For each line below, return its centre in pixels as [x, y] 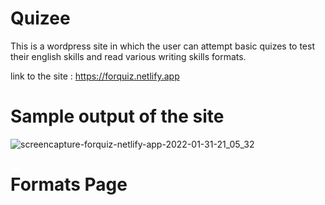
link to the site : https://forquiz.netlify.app [95, 76]
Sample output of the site [117, 116]
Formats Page [69, 184]
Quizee [40, 18]
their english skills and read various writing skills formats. [128, 56]
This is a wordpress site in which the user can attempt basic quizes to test [163, 46]
